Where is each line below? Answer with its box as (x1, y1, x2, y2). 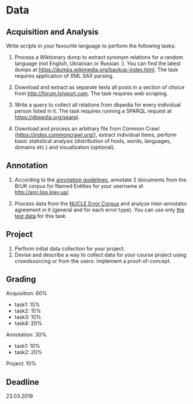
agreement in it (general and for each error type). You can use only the (14, 206, 185, 213)
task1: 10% (14, 343, 41, 350)
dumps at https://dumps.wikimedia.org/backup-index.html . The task (14, 66, 178, 73)
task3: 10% (14, 314, 42, 321)
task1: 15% (14, 301, 40, 308)
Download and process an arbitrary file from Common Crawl (14, 125, 160, 132)
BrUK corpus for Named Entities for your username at (14, 182, 143, 189)
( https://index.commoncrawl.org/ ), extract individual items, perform (14, 131, 177, 138)
